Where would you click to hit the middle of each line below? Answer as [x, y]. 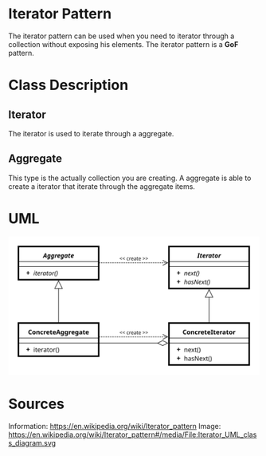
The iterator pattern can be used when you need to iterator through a [121, 36]
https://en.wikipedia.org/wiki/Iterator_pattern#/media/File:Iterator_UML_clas [133, 434]
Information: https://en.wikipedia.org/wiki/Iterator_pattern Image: [115, 426]
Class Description [68, 85]
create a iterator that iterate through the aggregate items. [102, 186]
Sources [37, 404]
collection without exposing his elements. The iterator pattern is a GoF [123, 44]
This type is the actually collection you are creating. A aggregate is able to [130, 178]
